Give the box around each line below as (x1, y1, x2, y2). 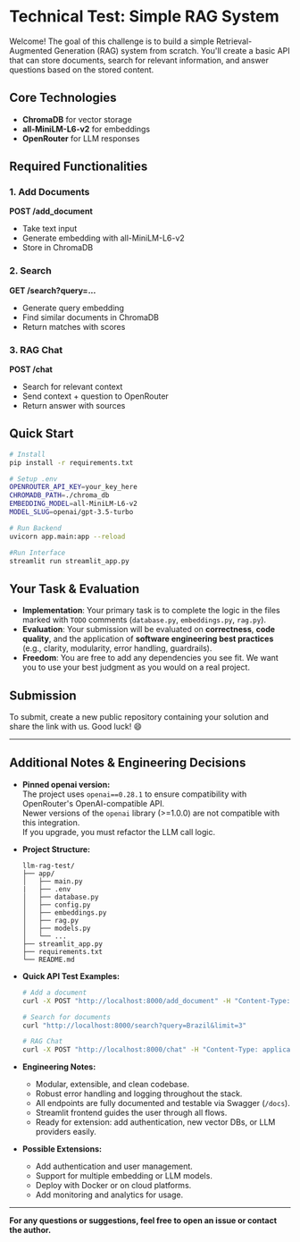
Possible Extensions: (21, 1144, 103, 1154)
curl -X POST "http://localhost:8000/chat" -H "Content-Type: (21, 1045, 259, 1054)
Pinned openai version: (21, 779, 111, 790)
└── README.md (21, 955, 75, 964)
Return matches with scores (21, 321, 126, 332)
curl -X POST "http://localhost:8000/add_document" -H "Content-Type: (21, 996, 291, 1005)
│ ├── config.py (21, 900, 91, 909)
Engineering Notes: (21, 1061, 96, 1072)
